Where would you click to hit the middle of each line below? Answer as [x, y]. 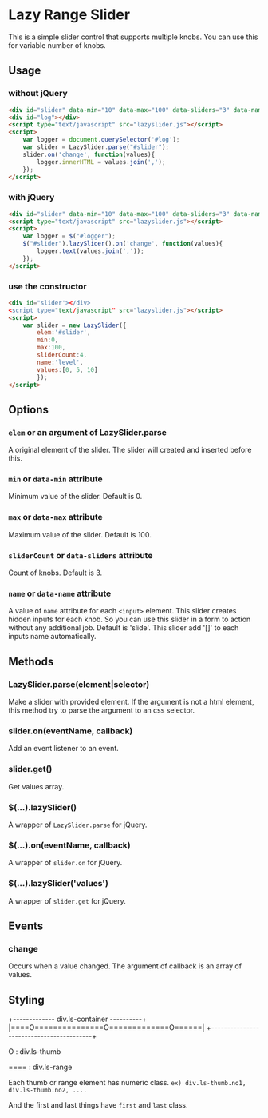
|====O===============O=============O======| [106, 1028]
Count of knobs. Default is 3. [55, 573]
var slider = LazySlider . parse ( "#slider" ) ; [96, 147]
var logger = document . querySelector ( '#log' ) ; [101, 140]
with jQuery [32, 198]
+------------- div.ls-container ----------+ [78, 1019]
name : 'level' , [60, 362]
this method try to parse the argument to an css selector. [102, 710]
